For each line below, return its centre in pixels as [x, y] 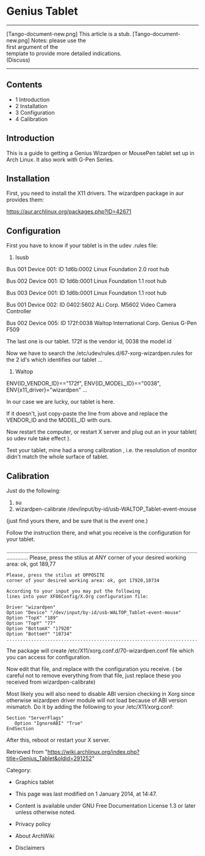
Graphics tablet [34, 782]
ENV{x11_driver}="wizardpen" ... [47, 390]
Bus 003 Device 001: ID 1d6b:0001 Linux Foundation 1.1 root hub [86, 293]
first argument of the [32, 46]
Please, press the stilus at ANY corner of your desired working [108, 558]
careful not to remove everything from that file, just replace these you [94, 675]
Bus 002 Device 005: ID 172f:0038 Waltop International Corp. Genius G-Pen [102, 323]
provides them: [25, 200]
